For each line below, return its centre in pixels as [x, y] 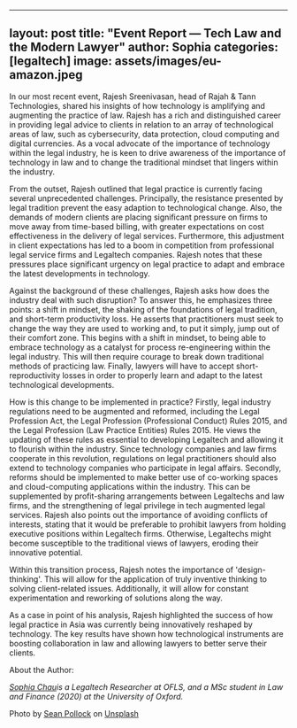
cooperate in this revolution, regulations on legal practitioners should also [143, 458]
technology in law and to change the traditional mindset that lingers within [144, 162]
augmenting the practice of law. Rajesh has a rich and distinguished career [145, 115]
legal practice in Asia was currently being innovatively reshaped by [131, 624]
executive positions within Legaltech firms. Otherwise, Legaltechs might [140, 533]
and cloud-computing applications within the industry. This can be [130, 486]
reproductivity [35, 375]
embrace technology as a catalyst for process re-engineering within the [140, 347]
